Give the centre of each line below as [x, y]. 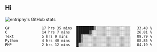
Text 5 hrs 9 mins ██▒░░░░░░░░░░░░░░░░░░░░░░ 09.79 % [78, 36]
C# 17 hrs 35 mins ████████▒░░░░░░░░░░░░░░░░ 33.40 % [78, 28]
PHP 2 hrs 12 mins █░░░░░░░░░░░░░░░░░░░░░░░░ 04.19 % [78, 45]
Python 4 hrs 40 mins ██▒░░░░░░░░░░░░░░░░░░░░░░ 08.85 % [78, 41]
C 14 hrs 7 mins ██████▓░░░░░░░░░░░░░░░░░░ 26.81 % [78, 32]
